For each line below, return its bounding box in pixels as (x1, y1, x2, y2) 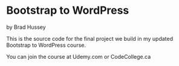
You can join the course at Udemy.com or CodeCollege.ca (6, 53, 151, 60)
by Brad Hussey (6, 23, 47, 31)
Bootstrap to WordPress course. (6, 41, 86, 49)
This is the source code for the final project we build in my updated (6, 35, 174, 42)
